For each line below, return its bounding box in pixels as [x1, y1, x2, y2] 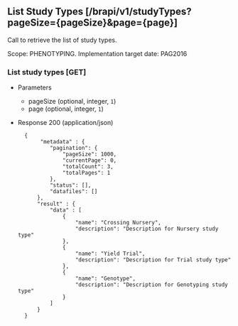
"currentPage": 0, [63, 157, 117, 164]
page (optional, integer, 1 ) [28, 104, 104, 113]
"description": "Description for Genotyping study [75, 281, 229, 288]
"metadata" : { [40, 138, 85, 146]
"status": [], [49, 182, 92, 189]
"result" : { [36, 200, 76, 208]
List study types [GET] [7, 67, 87, 77]
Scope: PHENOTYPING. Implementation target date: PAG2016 [7, 49, 188, 58]
